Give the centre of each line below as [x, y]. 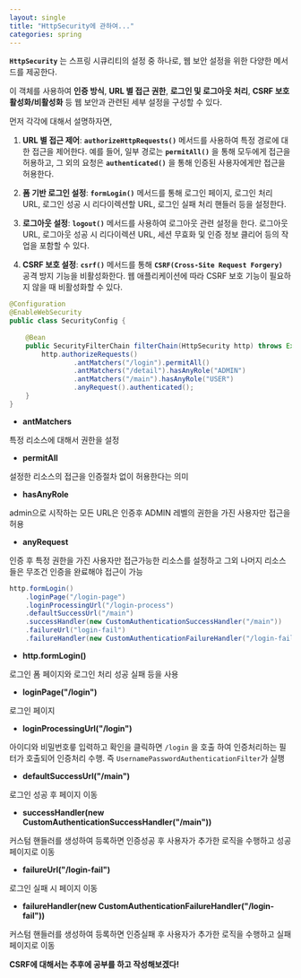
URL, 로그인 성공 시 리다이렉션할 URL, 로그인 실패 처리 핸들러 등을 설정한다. [154, 204]
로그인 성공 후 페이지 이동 [54, 794]
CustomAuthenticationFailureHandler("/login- [186, 905]
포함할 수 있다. [64, 246]
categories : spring [46, 34]
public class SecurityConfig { [68, 321]
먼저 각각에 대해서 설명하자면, [61, 121]
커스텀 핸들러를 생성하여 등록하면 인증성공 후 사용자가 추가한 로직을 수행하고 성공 [150, 840]
